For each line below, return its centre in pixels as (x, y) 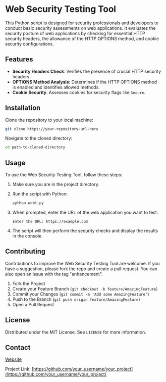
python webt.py (28, 203)
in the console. (28, 236)
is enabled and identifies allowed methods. (56, 87)
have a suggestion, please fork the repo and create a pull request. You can (81, 269)
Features (19, 60)
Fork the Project (29, 284)
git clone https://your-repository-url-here (52, 129)
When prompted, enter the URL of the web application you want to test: (85, 212)
